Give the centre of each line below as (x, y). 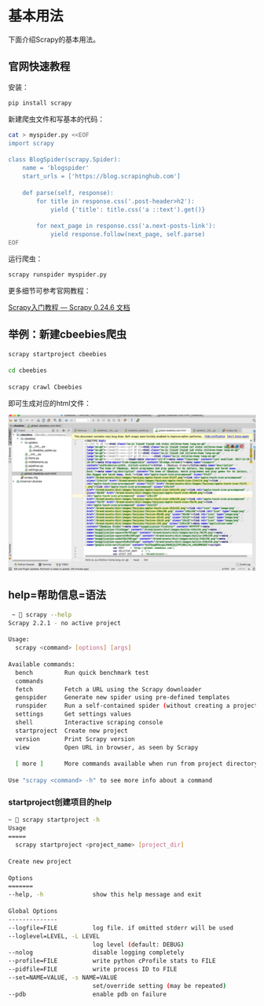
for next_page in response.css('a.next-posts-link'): (126, 226)
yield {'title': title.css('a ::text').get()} (128, 209)
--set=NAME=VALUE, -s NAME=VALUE (63, 978)
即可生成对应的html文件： (50, 403)
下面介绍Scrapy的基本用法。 (54, 39)
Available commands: (42, 664)
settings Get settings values (73, 714)
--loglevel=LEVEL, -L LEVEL (54, 936)
